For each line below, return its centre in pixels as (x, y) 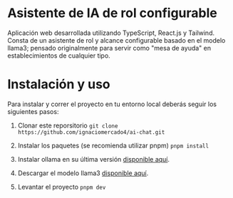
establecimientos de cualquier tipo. (59, 56)
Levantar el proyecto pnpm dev (62, 187)
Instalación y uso (59, 84)
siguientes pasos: (33, 111)
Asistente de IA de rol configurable (112, 13)
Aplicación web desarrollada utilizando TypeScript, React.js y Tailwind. (111, 33)
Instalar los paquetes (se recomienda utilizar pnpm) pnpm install (113, 145)
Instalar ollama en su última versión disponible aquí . (93, 159)
